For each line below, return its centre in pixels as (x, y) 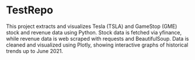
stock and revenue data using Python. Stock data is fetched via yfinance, (94, 32)
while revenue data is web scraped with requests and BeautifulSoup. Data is (97, 38)
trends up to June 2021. (34, 51)
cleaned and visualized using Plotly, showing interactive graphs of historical (97, 45)
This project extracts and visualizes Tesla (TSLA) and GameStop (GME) (92, 26)
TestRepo (30, 10)
